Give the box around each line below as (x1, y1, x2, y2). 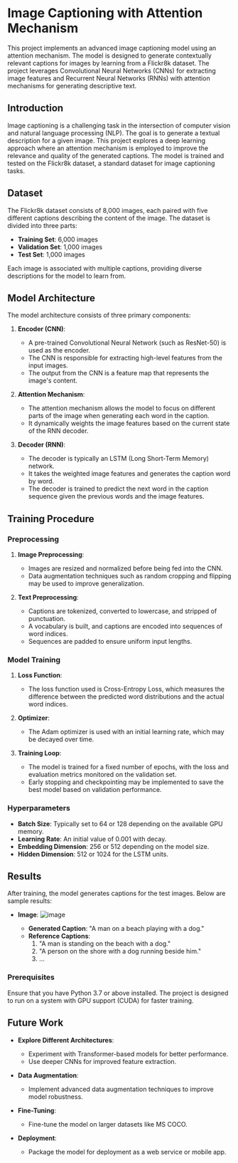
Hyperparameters (7, 803, 71, 813)
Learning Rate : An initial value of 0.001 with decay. (17, 835, 167, 843)
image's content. (28, 376, 78, 385)
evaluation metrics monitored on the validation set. (28, 771, 177, 779)
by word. (28, 477, 55, 486)
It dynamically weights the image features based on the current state (28, 419, 230, 428)
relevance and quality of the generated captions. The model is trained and (7, 151, 225, 160)
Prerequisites (7, 972, 55, 982)
